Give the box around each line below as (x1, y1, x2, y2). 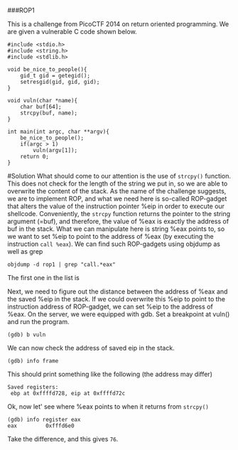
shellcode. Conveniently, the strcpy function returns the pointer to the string (7, 210, 231, 218)
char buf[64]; (20, 103, 62, 110)
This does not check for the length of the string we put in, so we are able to (7, 179, 228, 188)
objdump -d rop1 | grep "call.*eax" (7, 261, 116, 268)
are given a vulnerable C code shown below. (7, 28, 137, 36)
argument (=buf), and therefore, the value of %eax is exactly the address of (7, 217, 229, 225)
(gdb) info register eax (7, 416, 81, 423)
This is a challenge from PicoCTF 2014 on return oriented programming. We (7, 20, 229, 28)
